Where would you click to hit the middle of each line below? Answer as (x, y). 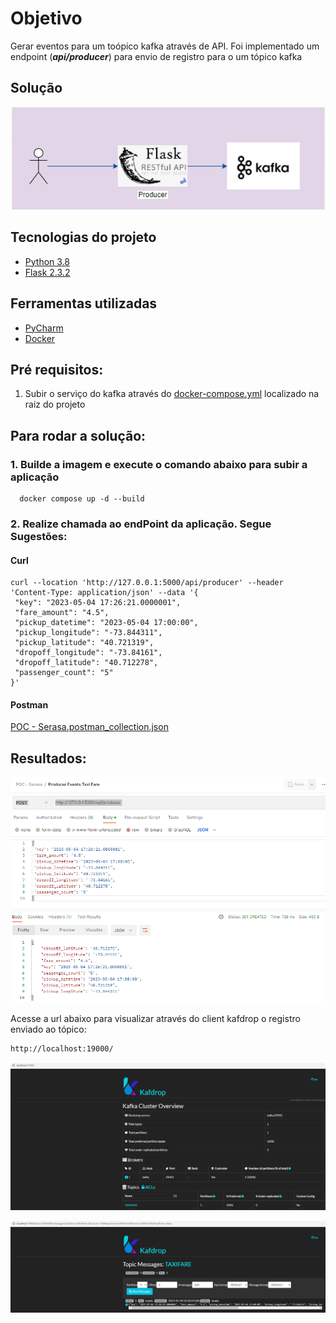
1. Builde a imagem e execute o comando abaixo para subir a (159, 464)
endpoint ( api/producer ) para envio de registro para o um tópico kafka (156, 56)
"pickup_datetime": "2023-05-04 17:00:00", (106, 623)
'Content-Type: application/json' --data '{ (104, 593)
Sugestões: (39, 537)
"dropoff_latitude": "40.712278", (86, 663)
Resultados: (48, 758)
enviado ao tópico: (48, 1029)
